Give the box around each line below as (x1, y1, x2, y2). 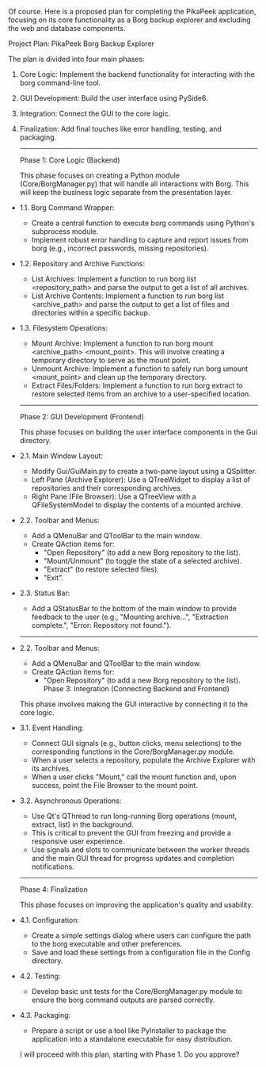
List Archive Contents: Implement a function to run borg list (31, 291, 224, 300)
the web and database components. (8, 24, 126, 33)
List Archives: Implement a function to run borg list (31, 274, 196, 284)
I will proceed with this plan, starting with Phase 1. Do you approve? (19, 1050, 240, 1059)
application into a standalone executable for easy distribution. (31, 1034, 234, 1043)
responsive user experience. (31, 836, 125, 846)
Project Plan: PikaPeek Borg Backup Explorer (8, 39, 155, 48)
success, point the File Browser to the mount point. (31, 781, 198, 790)
